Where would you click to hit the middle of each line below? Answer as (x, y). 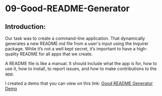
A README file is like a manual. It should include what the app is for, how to (81, 63)
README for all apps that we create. (56, 54)
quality (12, 54)
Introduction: (25, 27)
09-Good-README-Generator (67, 9)
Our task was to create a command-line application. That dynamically (75, 38)
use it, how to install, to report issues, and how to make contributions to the (81, 69)
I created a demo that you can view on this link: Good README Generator (79, 83)
